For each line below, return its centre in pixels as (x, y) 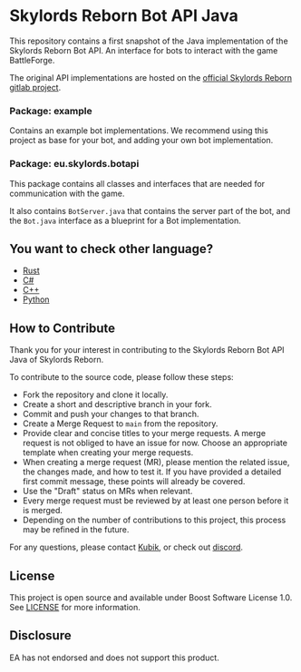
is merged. (43, 511)
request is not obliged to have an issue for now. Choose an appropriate (155, 443)
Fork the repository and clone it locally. (95, 394)
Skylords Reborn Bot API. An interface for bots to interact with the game (144, 50)
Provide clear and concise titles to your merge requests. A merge (144, 433)
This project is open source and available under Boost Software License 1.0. (151, 597)
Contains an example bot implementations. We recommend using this (139, 131)
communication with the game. (67, 193)
